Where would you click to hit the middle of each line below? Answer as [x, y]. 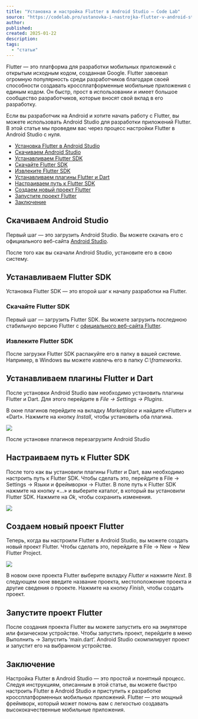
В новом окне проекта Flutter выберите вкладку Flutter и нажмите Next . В [99, 575]
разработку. [22, 104]
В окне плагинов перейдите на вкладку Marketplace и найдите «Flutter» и [99, 410]
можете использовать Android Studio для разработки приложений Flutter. [99, 122]
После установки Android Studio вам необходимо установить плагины [95, 393]
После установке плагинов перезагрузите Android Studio [78, 439]
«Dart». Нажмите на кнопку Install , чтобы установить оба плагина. [90, 416]
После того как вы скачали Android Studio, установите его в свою [89, 252]
